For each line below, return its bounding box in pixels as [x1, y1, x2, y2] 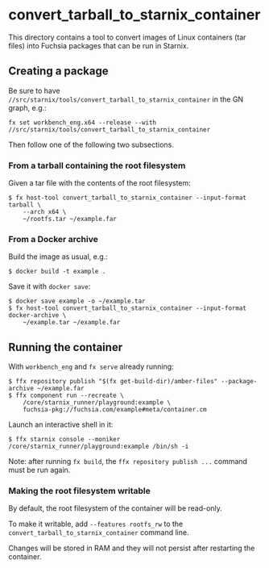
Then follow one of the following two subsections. [8, 140, 175, 149]
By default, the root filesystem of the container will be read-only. [8, 503, 223, 513]
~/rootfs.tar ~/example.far [23, 215, 117, 223]
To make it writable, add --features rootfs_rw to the [8, 519, 184, 529]
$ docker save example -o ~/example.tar [8, 297, 147, 306]
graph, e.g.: [8, 102, 47, 112]
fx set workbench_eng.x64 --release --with [8, 119, 157, 127]
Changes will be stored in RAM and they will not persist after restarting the [8, 543, 255, 553]
